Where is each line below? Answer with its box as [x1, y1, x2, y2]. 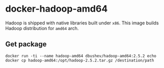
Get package [5, 40, 47, 49]
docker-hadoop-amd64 [5, 3, 108, 15]
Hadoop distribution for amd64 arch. [5, 25, 79, 31]
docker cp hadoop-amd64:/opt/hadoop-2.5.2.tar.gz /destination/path [5, 58, 154, 63]
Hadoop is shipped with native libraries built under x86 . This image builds [5, 20, 159, 26]
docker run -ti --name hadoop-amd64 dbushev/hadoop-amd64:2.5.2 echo [5, 53, 157, 58]
